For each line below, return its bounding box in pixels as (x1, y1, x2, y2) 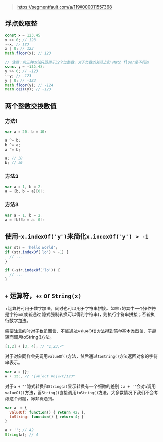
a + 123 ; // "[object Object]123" (5, 374, 76, 378)
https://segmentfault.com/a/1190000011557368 (17, 4, 112, 10)
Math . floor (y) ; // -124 (5, 83, 54, 88)
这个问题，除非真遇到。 (9, 396, 57, 401)
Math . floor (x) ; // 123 (5, 51, 51, 56)
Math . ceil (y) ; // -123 (5, 87, 51, 92)
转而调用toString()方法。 (5, 334, 55, 340)
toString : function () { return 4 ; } (9, 414, 84, 420)
